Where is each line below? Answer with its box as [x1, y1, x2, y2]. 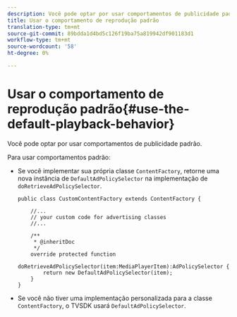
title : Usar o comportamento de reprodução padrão [7, 17, 159, 24]
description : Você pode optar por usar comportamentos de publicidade [7, 10, 219, 18]
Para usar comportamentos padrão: [7, 153, 111, 161]
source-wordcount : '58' [7, 43, 78, 50]
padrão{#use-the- [80, 101, 190, 117]
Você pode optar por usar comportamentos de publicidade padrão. [7, 139, 202, 148]
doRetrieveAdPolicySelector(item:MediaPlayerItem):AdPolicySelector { [17, 263, 230, 270]
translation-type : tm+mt [7, 23, 80, 30]
